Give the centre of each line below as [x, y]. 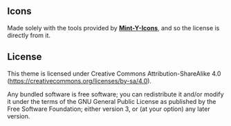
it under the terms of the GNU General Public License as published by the [112, 101]
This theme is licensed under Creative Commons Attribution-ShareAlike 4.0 [114, 73]
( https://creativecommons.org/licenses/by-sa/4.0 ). [80, 81]
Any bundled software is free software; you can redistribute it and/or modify [115, 94]
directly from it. [29, 35]
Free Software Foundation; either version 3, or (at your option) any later [109, 109]
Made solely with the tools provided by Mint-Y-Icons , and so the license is [113, 28]
